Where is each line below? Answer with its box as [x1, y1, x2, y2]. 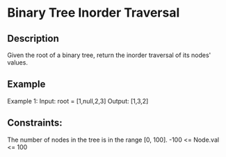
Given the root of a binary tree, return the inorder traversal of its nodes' [7, 51, 211, 59]
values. [7, 58, 28, 67]
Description [7, 33, 59, 44]
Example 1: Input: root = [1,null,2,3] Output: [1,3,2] [7, 97, 149, 105]
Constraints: [7, 117, 63, 129]
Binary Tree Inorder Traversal [7, 5, 180, 21]
